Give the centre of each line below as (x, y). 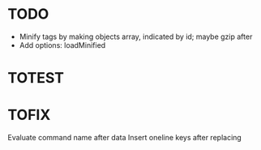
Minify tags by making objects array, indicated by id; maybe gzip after (136, 36)
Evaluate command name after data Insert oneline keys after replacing (125, 138)
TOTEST (36, 78)
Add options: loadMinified (62, 45)
